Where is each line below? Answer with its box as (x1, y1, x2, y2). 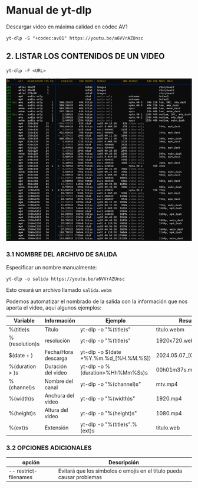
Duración (44, 363, 67, 370)
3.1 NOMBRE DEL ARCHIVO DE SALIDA (6, 250, 118, 259)
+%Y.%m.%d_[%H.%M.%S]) (80, 355, 151, 362)
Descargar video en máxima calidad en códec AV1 (6, 23, 128, 30)
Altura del (44, 406, 68, 414)
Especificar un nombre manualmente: (6, 263, 97, 271)
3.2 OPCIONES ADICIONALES (6, 444, 92, 452)
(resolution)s (8, 340, 40, 347)
